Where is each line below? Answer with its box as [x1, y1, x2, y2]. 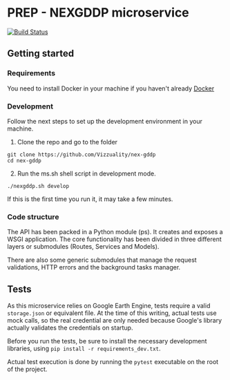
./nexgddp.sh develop [7, 182, 70, 189]
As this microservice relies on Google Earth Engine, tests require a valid [7, 302, 211, 310]
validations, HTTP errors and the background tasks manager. [7, 263, 181, 272]
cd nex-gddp [7, 157, 41, 164]
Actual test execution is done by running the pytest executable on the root [7, 358, 219, 366]
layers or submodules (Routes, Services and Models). [7, 243, 160, 251]
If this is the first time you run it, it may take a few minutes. [7, 195, 173, 203]
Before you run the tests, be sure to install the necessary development [7, 337, 207, 345]
